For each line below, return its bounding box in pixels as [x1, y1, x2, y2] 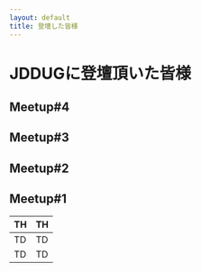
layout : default [9, 13, 70, 23]
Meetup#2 [9, 160, 69, 176]
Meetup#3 [9, 130, 69, 145]
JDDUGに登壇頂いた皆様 [9, 63, 192, 84]
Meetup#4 [9, 100, 70, 115]
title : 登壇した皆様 [9, 22, 78, 31]
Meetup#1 [9, 191, 68, 207]
